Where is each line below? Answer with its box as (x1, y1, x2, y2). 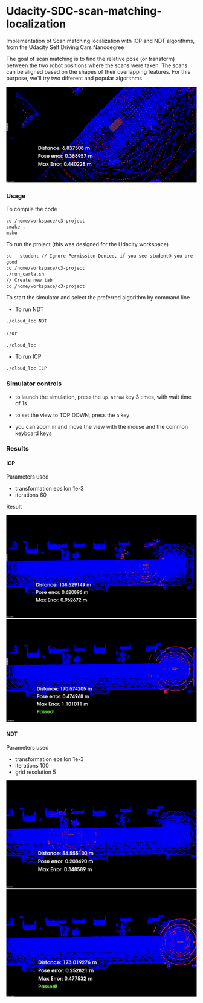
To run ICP (14, 353, 42, 361)
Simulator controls (6, 379, 62, 388)
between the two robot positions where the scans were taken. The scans (6, 62, 188, 69)
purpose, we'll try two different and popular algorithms (6, 74, 143, 82)
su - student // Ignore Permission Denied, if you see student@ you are (6, 253, 193, 260)
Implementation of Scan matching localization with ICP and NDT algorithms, (6, 37, 195, 44)
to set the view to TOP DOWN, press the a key (14, 411, 130, 419)
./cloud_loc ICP (6, 365, 47, 371)
